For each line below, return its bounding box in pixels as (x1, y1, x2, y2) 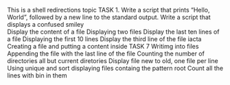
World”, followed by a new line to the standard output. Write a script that (7, 13, 211, 21)
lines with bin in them (7, 71, 67, 80)
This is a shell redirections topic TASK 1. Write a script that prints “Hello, (7, 6, 210, 14)
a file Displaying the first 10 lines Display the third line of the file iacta (7, 35, 202, 43)
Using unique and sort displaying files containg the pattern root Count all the (7, 64, 224, 72)
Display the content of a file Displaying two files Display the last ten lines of (7, 27, 220, 36)
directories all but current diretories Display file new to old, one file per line (7, 57, 218, 64)
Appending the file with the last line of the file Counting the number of (7, 49, 205, 58)
